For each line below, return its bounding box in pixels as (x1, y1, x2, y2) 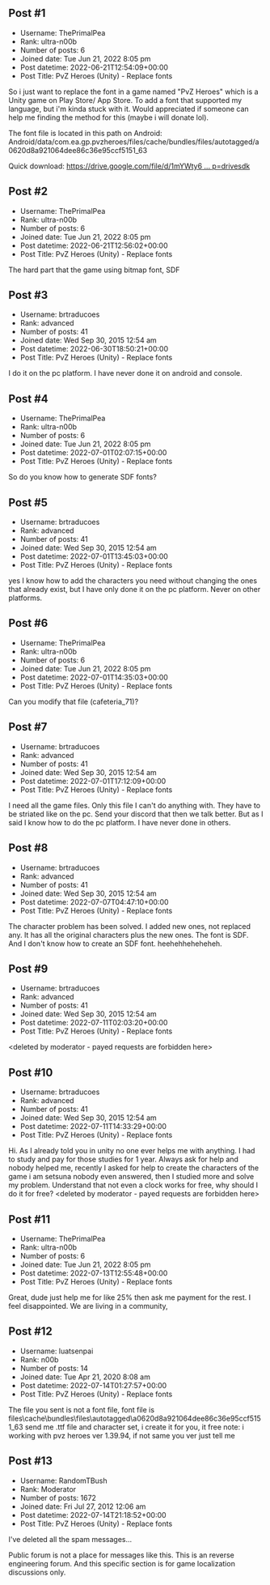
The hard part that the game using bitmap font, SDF (8, 265, 180, 275)
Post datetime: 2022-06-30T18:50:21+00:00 (19, 344, 168, 354)
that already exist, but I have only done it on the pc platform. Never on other (8, 585, 261, 594)
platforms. (8, 593, 43, 603)
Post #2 (8, 185, 49, 198)
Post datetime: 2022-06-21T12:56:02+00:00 (19, 241, 168, 250)
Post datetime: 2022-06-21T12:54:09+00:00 (19, 62, 168, 72)
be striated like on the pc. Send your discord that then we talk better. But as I (8, 809, 264, 819)
